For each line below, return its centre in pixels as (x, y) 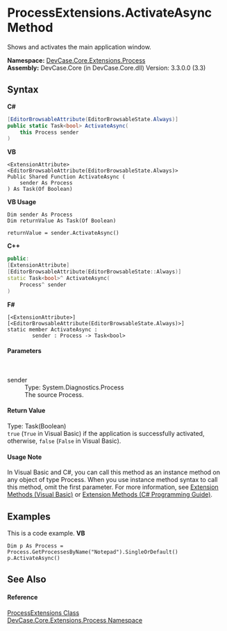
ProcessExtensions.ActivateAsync (110, 13)
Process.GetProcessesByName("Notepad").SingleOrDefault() (93, 552)
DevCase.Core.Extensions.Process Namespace (75, 620)
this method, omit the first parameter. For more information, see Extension (113, 487)
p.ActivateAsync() (34, 558)
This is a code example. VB (46, 533)
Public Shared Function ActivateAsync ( (67, 177)
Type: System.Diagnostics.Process (74, 387)
